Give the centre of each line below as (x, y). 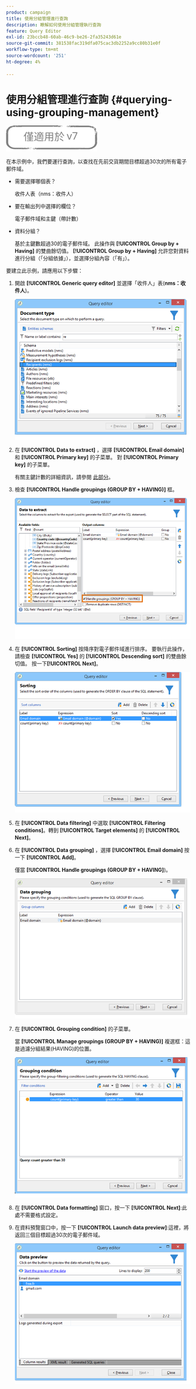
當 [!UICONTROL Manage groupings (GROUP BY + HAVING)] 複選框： (100, 1041)
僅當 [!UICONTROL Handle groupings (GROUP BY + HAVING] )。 (93, 870)
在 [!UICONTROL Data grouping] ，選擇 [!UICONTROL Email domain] (99, 850)
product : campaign (28, 12)
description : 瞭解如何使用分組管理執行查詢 (54, 25)
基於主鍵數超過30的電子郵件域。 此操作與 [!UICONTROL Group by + (97, 244)
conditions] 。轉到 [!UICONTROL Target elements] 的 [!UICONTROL (97, 830)
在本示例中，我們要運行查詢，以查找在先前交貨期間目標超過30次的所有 (91, 162)
